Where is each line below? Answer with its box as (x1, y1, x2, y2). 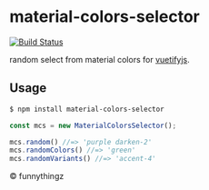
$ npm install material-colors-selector (9, 105, 165, 114)
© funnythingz (9, 171, 65, 182)
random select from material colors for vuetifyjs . (9, 54, 191, 65)
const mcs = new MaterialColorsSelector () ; (9, 121, 177, 130)
